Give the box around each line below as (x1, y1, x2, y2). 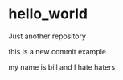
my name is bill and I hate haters (8, 62, 116, 72)
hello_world (8, 5, 88, 23)
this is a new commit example (8, 46, 107, 56)
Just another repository (8, 31, 87, 41)
